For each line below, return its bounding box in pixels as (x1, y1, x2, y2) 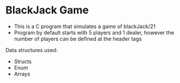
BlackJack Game (5, 4, 89, 17)
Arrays (13, 70, 30, 77)
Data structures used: (5, 46, 58, 53)
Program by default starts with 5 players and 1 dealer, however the (13, 29, 174, 36)
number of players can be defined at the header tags (13, 35, 142, 42)
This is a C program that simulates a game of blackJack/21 (13, 23, 156, 30)
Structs (13, 58, 32, 65)
